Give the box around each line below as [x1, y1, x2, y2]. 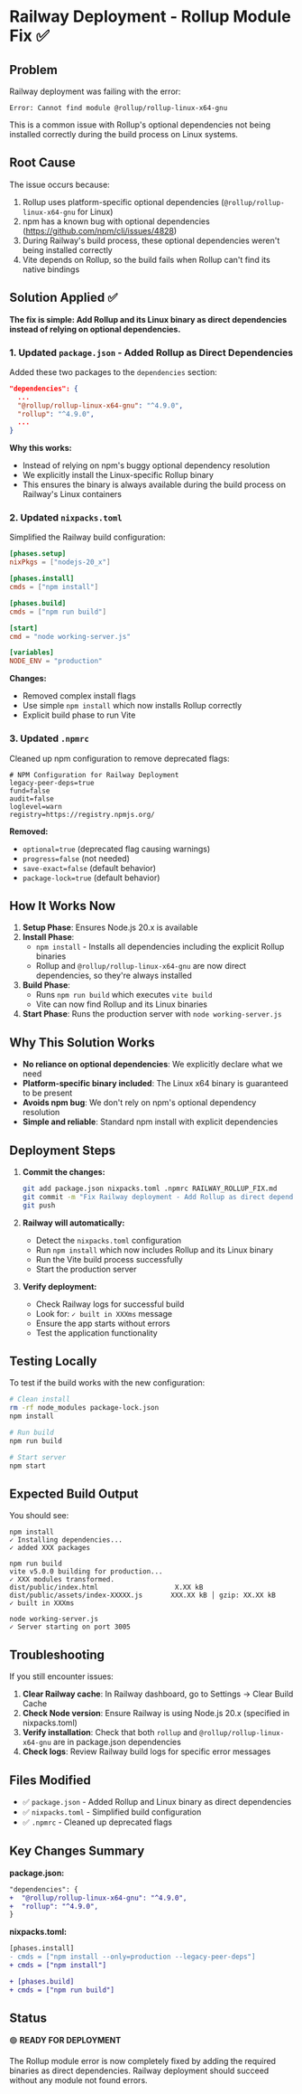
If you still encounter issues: [9, 1671, 114, 1682]
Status [9, 2011, 48, 2026]
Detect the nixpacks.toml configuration [35, 1235, 182, 1245]
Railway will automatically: [22, 1217, 125, 1228]
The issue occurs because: [9, 179, 110, 190]
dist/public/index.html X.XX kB [9, 1583, 204, 1592]
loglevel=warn [9, 802, 63, 811]
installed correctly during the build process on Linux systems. [9, 129, 239, 139]
